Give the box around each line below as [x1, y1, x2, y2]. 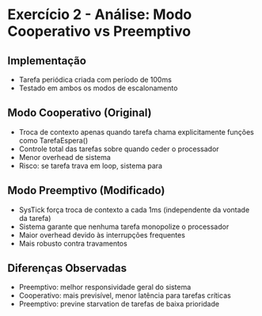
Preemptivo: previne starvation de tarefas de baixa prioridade [18, 299, 219, 309]
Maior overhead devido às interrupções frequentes [18, 230, 185, 239]
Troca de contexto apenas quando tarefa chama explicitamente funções [18, 127, 254, 136]
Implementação [7, 54, 86, 67]
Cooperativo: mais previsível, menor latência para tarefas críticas [18, 291, 231, 300]
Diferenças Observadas [7, 261, 127, 275]
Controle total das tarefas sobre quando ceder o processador [18, 144, 219, 154]
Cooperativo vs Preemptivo [7, 22, 192, 40]
